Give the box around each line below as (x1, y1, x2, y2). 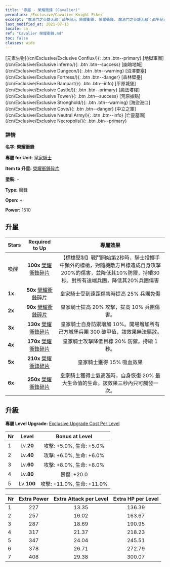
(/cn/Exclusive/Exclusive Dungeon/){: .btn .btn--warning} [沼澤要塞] (5, 67, 147, 74)
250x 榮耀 (27, 376, 52, 383)
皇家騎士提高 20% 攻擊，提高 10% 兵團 (60, 303, 155, 310)
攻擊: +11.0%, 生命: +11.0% (40, 480, 108, 487)
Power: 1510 (5, 207, 31, 213)
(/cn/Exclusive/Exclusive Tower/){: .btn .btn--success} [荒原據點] (5, 93, 141, 99)
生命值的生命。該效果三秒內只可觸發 (67, 379, 153, 386)
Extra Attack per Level (53, 495, 109, 502)
